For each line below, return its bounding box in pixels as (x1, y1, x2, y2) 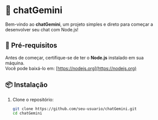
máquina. (5, 60, 25, 66)
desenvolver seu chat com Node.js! (5, 26, 79, 32)
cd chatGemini (12, 111, 42, 116)
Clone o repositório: (12, 96, 54, 102)
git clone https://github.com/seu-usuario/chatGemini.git (12, 106, 137, 111)
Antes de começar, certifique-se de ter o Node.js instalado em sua (5, 54, 144, 61)
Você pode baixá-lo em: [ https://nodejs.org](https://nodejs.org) (5, 65, 137, 71)
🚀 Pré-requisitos (5, 41, 57, 50)
